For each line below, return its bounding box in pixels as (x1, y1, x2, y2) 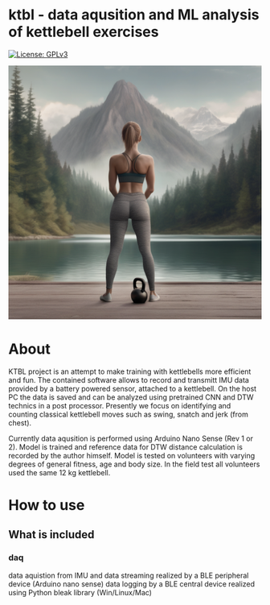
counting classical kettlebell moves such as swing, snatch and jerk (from (8, 409, 249, 419)
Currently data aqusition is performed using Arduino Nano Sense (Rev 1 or (8, 433, 254, 443)
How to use (8, 496, 85, 515)
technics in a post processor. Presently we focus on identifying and (8, 400, 231, 410)
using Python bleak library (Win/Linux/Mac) (8, 587, 153, 597)
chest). (8, 417, 32, 428)
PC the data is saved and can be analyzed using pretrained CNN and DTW (8, 392, 255, 402)
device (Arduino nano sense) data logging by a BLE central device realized (8, 578, 256, 589)
